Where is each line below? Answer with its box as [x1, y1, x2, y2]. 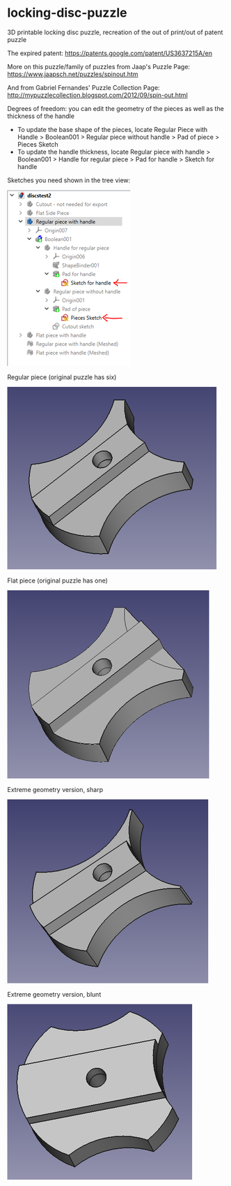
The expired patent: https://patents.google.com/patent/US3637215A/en [7, 49, 212, 57]
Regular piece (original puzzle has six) [7, 372, 117, 381]
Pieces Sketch [17, 140, 59, 148]
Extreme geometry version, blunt [7, 990, 102, 998]
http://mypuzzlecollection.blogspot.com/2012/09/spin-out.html [7, 91, 188, 99]
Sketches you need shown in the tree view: [7, 176, 131, 184]
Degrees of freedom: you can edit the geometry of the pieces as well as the [7, 104, 224, 112]
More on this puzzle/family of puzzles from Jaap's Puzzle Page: [7, 62, 190, 71]
